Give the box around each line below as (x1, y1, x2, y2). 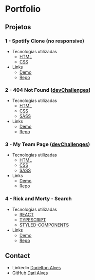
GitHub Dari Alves (12, 270, 48, 276)
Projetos (5, 23, 31, 31)
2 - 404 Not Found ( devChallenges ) (5, 86, 91, 93)
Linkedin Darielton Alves (12, 264, 61, 270)
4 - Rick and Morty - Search (5, 195, 72, 202)
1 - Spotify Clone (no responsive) (5, 38, 84, 44)
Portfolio (5, 3, 41, 15)
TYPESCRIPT (19, 217, 46, 222)
